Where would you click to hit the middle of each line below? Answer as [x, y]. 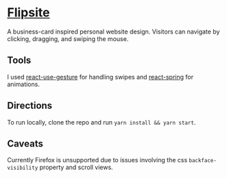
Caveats [25, 143]
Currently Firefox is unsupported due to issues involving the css [97, 160]
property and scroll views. [76, 167]
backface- [203, 161]
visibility [23, 168]
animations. [23, 84]
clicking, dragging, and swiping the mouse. [68, 38]
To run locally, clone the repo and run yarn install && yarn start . [101, 122]
